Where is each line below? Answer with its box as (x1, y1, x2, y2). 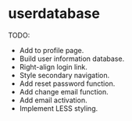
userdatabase (8, 5, 100, 23)
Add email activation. (19, 95, 87, 105)
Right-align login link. (19, 62, 87, 71)
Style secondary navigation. (19, 70, 110, 80)
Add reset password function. (19, 79, 116, 88)
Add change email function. (19, 87, 109, 96)
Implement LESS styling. (19, 103, 98, 113)
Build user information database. (19, 54, 125, 63)
